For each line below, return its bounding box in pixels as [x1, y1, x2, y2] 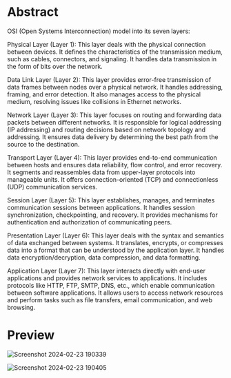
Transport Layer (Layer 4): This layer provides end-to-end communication [7, 153, 217, 162]
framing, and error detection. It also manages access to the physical [7, 90, 201, 98]
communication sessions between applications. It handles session [7, 203, 195, 211]
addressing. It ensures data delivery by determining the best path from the [7, 132, 219, 141]
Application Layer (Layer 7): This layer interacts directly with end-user [7, 266, 205, 275]
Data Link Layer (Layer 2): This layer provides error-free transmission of [7, 75, 212, 83]
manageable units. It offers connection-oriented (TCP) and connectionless [7, 175, 219, 183]
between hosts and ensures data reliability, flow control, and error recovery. [7, 160, 223, 169]
